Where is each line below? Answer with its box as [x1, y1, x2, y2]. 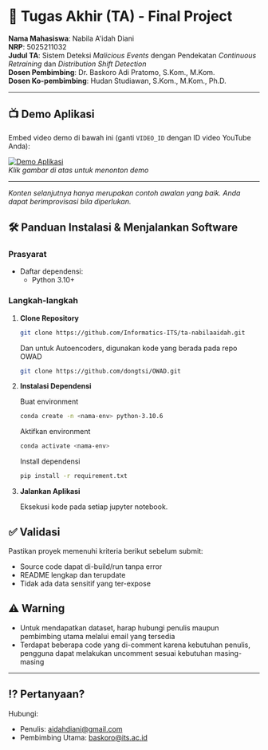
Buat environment [19, 397, 79, 406]
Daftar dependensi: [19, 266, 84, 276]
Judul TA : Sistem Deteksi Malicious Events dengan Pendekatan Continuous [8, 50, 257, 60]
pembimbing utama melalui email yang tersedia [19, 631, 175, 641]
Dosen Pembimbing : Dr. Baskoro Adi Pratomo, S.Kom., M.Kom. [8, 67, 215, 77]
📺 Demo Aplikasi [8, 108, 95, 121]
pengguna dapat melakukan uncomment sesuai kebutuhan [19, 648, 213, 657]
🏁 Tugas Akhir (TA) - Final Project [8, 7, 233, 26]
